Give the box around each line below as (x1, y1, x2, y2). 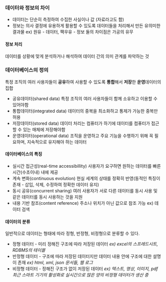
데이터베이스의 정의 (5, 67, 49, 74)
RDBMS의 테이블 (12, 247, 46, 253)
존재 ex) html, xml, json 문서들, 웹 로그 (17, 260, 93, 266)
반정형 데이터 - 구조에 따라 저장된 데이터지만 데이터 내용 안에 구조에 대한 (12, 253, 152, 259)
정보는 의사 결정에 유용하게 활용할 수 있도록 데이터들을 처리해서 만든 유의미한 (12, 23, 161, 29)
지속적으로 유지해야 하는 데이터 (27, 139, 87, 144)
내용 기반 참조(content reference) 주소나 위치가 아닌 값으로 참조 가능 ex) (12, 200, 154, 206)
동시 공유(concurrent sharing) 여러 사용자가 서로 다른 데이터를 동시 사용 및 (12, 188, 158, 193)
